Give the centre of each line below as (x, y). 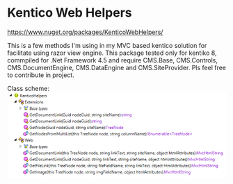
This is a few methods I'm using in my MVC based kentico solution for (107, 45)
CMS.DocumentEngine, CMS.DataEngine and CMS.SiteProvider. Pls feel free (117, 67)
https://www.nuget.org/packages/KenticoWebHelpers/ (85, 32)
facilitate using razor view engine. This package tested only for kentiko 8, (112, 53)
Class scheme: (29, 88)
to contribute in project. (41, 75)
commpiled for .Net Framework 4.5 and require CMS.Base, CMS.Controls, (112, 60)
